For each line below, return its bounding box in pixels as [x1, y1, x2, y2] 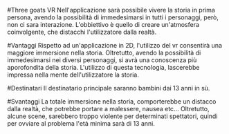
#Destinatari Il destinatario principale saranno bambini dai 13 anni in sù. [7, 84, 210, 92]
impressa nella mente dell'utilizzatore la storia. [7, 70, 140, 79]
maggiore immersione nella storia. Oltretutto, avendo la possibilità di [7, 48, 201, 57]
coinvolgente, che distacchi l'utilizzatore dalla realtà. [7, 28, 157, 36]
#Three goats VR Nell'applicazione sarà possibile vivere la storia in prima [7, 6, 216, 14]
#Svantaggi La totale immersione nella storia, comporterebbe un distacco [7, 97, 217, 106]
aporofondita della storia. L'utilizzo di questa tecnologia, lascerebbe [7, 64, 200, 71]
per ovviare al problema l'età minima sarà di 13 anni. [7, 119, 156, 127]
